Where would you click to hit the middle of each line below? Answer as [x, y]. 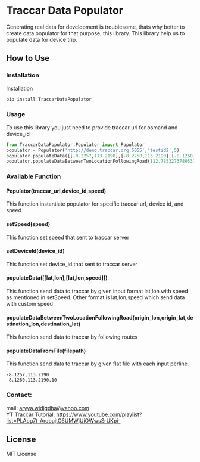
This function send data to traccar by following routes [72, 337]
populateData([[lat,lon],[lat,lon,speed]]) [57, 278]
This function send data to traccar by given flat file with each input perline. [98, 364]
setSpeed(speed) [28, 224]
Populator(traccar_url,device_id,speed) [56, 191]
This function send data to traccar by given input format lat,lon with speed [97, 291]
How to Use [28, 58]
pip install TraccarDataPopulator [49, 99]
